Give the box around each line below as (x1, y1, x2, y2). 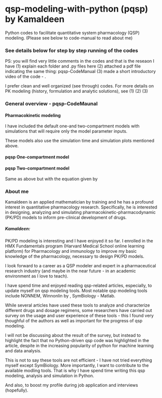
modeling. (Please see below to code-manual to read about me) (5, 35, 133, 41)
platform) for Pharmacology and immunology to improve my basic (5, 248, 137, 254)
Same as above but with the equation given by (5, 176, 98, 182)
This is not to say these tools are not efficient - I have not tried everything (5, 357, 152, 363)
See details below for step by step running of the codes (5, 47, 139, 54)
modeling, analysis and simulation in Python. (5, 373, 94, 379)
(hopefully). (5, 387, 28, 393)
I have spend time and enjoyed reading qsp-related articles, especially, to (5, 283, 152, 289)
